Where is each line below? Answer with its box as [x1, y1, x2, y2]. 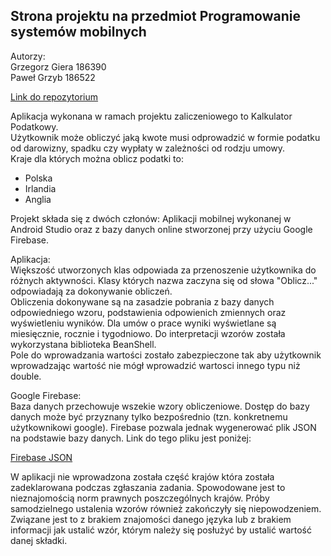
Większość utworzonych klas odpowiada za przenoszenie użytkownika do [10, 264, 317, 276]
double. [10, 370, 42, 382]
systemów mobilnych [10, 24, 147, 41]
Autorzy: [10, 50, 46, 62]
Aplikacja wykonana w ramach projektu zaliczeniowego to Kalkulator [10, 110, 293, 122]
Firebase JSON [10, 451, 73, 463]
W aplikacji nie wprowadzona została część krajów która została [10, 470, 275, 483]
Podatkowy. [10, 120, 59, 133]
